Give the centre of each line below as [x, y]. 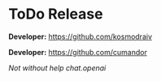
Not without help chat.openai [57, 68]
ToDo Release [56, 14]
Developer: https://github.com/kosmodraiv [80, 36]
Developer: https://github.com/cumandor [78, 52]
